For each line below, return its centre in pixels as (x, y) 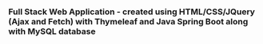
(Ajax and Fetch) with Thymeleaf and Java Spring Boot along (128, 21)
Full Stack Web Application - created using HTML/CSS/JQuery (132, 12)
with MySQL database (52, 31)
